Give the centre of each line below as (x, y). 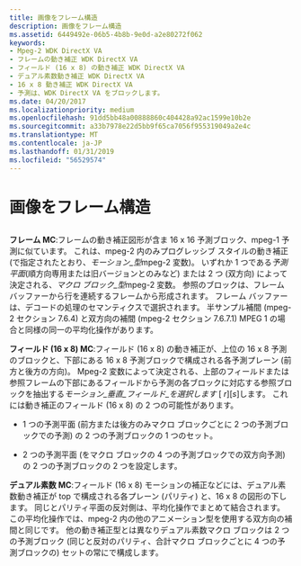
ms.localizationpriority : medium (72, 110)
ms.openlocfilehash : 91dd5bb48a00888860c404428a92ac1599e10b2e (130, 118)
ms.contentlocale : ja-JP (56, 143)
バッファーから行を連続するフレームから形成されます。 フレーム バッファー (149, 296)
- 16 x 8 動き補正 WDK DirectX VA (71, 85)
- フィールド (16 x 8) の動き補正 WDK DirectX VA (97, 68)
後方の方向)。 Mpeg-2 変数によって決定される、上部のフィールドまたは (157, 372)
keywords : (28, 43)
